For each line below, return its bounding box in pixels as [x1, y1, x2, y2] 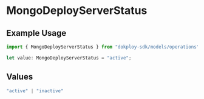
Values [6, 72, 33, 82]
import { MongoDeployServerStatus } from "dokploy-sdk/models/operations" [6, 44, 200, 50]
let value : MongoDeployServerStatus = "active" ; [6, 55, 132, 61]
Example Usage [6, 28, 67, 38]
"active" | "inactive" [6, 87, 64, 94]
